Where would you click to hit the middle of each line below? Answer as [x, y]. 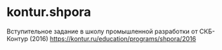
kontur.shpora [49, 12]
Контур [18, 38]
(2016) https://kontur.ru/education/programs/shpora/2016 [113, 38]
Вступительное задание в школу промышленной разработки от [102, 31]
